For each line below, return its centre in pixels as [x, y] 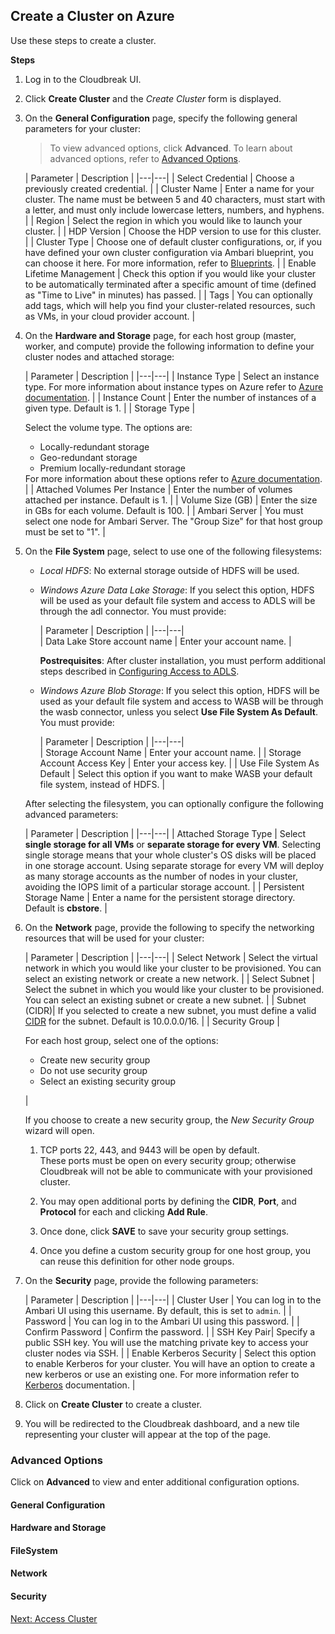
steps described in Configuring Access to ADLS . [139, 671]
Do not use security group [93, 1070]
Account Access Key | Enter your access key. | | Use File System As [179, 763]
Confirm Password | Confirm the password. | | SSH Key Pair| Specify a [170, 1331]
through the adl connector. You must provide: [133, 611]
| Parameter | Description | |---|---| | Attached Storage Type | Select [165, 833]
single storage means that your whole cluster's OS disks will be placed [170, 855]
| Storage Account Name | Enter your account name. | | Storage [170, 752]
